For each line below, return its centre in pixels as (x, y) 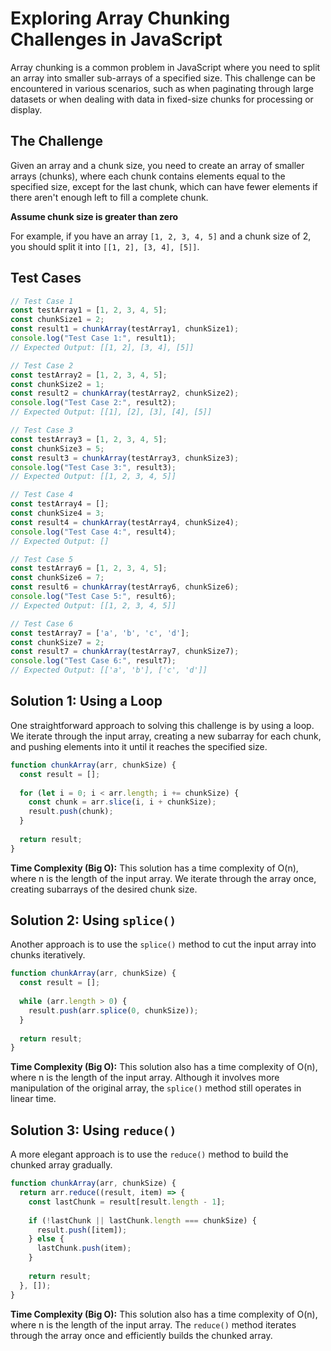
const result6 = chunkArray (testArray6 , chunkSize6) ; (125, 587)
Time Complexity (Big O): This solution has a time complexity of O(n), (154, 868)
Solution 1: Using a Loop (86, 701)
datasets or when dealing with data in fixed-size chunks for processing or (162, 99)
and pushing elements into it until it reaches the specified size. (139, 746)
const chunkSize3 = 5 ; (57, 448)
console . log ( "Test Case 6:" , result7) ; (93, 661)
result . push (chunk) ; (71, 812)
